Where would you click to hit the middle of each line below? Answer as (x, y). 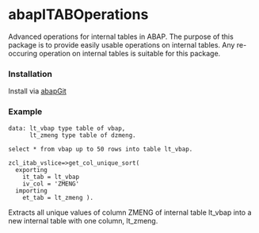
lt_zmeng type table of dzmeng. (82, 135)
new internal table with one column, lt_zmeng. (83, 220)
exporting (31, 170)
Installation (30, 74)
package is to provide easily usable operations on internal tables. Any (122, 44)
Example (25, 112)
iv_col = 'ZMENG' (51, 184)
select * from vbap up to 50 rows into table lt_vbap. (101, 149)
